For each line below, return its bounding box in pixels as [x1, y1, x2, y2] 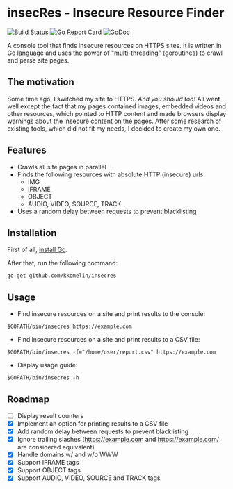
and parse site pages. [7, 56, 70, 64]
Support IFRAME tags [17, 458, 79, 467]
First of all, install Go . [7, 245, 68, 254]
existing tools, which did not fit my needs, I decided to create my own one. [7, 124, 220, 133]
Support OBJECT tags [17, 466, 81, 474]
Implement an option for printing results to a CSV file [17, 420, 168, 428]
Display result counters [17, 412, 84, 420]
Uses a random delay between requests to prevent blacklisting [17, 207, 197, 215]
